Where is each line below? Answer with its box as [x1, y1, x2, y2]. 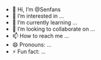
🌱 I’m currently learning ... [12, 19, 78, 26]
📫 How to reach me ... [12, 32, 69, 39]
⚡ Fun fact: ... [12, 48, 46, 55]
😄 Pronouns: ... [12, 41, 52, 48]
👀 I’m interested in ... [12, 12, 64, 20]
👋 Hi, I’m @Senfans [12, 6, 61, 13]
